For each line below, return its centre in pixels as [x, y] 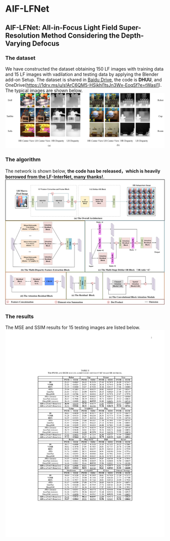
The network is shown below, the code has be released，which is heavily [83, 171]
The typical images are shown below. [44, 90]
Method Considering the [80, 35]
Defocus [46, 43]
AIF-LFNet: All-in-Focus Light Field [61, 28]
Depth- [133, 35]
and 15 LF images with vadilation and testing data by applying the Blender [82, 74]
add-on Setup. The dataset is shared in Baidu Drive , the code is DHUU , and [83, 80]
